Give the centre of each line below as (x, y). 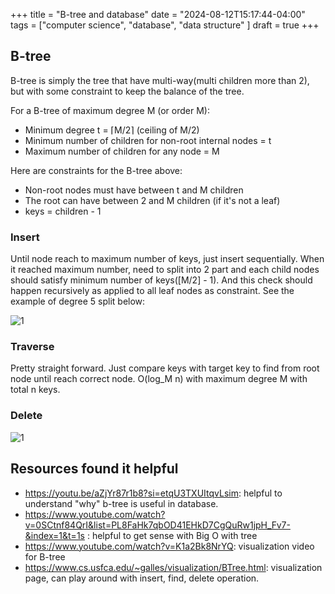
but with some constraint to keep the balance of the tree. (127, 91)
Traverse (32, 347)
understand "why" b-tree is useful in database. (121, 503)
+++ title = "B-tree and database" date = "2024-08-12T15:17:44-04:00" (158, 14)
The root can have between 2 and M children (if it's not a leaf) (152, 200)
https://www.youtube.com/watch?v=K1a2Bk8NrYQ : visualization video (169, 546)
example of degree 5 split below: (78, 301)
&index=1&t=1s (54, 535)
